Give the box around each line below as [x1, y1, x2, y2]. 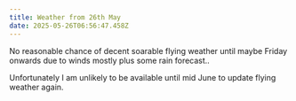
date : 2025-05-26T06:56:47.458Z [9, 21, 129, 30]
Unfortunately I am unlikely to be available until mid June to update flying [9, 72, 276, 82]
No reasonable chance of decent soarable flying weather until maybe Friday [9, 45, 288, 56]
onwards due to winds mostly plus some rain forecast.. [9, 55, 211, 66]
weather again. [9, 82, 64, 92]
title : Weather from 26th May [9, 12, 122, 22]
